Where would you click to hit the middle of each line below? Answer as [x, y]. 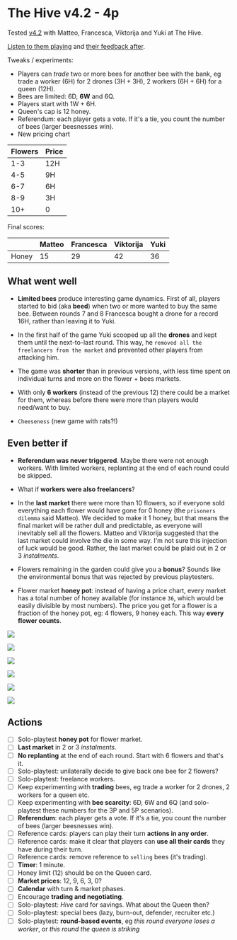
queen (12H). [36, 88]
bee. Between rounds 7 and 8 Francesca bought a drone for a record [118, 314]
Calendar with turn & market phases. [71, 889]
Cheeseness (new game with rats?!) [68, 421]
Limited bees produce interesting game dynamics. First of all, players [119, 298]
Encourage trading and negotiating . [70, 897]
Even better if [38, 443]
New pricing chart [44, 134]
